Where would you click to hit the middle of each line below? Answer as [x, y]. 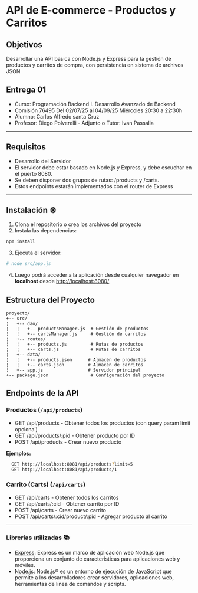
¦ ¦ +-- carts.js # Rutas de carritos [74, 349]
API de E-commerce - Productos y [91, 10]
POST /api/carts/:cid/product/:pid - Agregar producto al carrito [91, 516]
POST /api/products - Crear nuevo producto [68, 442]
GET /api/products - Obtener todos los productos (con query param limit [103, 423]
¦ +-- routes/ [26, 339]
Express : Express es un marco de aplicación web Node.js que [90, 553]
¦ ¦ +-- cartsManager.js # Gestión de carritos [76, 334]
